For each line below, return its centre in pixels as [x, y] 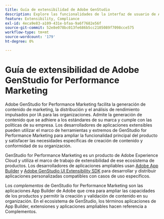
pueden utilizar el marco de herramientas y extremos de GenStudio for [76, 130]
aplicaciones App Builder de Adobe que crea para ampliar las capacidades [80, 191]
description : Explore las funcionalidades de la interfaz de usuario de [81, 14]
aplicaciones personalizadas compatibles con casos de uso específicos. [78, 176]
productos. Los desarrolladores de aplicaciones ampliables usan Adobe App [82, 165]
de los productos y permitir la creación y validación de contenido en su [76, 196]
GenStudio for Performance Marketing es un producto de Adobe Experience [82, 155]
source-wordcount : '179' [30, 37]
